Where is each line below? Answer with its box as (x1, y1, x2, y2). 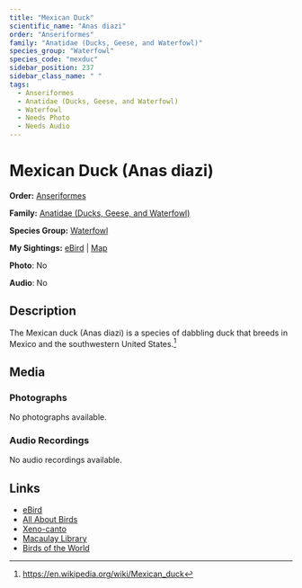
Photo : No (9, 260, 48, 271)
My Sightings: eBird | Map (9, 242, 108, 253)
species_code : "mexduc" (9, 55, 99, 64)
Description (9, 303, 76, 319)
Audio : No (9, 277, 48, 288)
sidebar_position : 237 (9, 64, 94, 73)
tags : (9, 80, 30, 89)
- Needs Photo (17, 113, 70, 122)
